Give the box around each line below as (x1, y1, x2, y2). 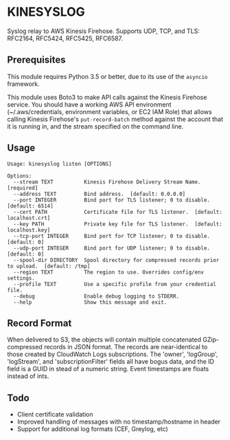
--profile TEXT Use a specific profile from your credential (13, 280, 216, 287)
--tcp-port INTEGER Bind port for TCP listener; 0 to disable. (13, 232, 211, 239)
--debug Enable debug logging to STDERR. (13, 293, 180, 300)
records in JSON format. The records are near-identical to (43, 343, 208, 351)
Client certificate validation (16, 410, 93, 419)
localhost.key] (7, 226, 51, 234)
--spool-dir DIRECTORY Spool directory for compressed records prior (13, 256, 220, 263)
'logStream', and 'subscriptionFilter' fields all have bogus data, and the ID (7, 357, 215, 366)
